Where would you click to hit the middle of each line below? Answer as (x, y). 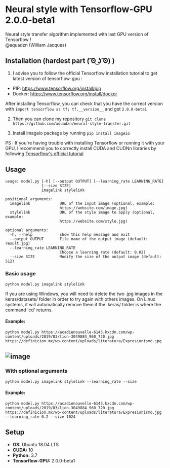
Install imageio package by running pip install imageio (71, 133)
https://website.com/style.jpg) (94, 221)
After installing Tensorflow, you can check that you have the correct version (84, 103)
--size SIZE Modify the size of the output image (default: (86, 257)
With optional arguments (36, 371)
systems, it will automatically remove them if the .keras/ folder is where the (83, 304)
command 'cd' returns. (29, 310)
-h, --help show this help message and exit (70, 234)
